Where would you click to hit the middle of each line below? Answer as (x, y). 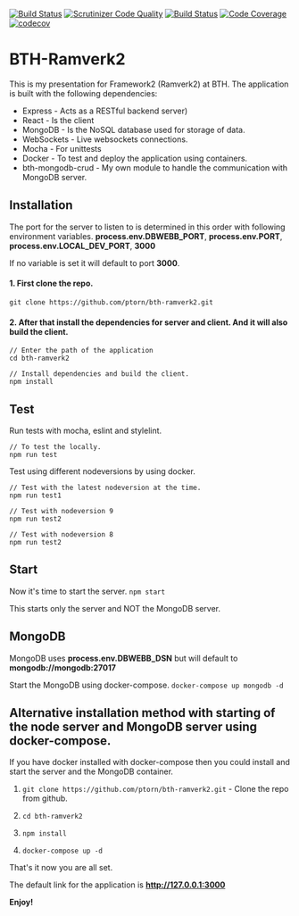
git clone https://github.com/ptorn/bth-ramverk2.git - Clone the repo (155, 789)
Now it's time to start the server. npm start (87, 591)
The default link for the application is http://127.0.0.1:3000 (117, 885)
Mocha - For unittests (62, 148)
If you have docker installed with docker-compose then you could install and (149, 762)
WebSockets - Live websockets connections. (105, 139)
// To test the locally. (55, 446)
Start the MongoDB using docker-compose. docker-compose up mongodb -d (146, 685)
